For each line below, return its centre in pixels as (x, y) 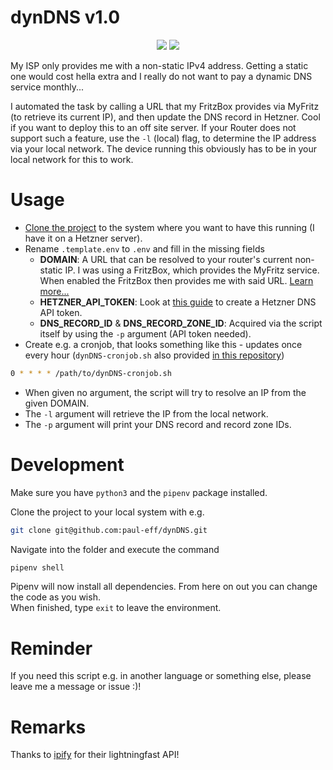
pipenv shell (37, 567)
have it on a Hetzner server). (83, 238)
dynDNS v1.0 (65, 17)
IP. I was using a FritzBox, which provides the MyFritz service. (192, 270)
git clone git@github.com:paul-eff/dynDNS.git (109, 530)
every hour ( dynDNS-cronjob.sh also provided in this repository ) (154, 355)
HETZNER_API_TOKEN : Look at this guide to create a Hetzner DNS (178, 302)
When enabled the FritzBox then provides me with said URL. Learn (176, 280)
